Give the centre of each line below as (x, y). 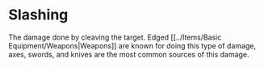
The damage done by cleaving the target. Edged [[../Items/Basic (115, 37)
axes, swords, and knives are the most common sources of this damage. (129, 54)
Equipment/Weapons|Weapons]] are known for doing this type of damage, (132, 45)
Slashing (38, 15)
